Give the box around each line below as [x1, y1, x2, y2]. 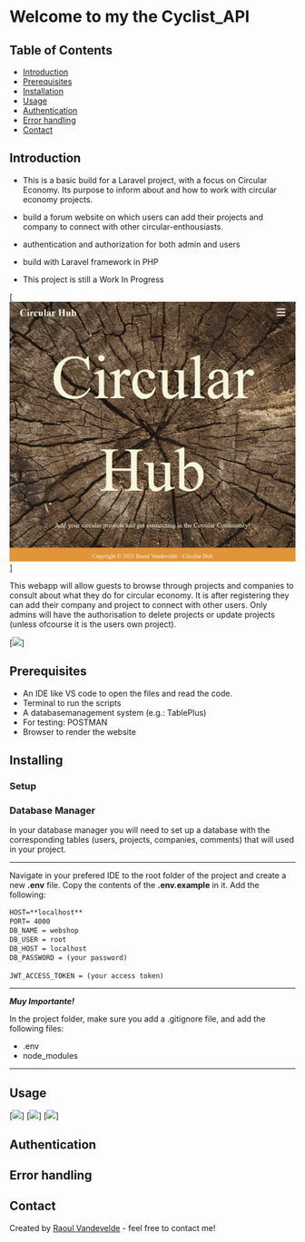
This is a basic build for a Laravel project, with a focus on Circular [22, 174, 268, 185]
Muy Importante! [9, 996, 75, 1007]
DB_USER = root [9, 935, 67, 944]
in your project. [9, 844, 66, 855]
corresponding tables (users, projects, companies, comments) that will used [9, 835, 295, 846]
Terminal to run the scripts [22, 697, 122, 709]
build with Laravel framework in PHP [22, 256, 159, 267]
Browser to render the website [22, 726, 136, 737]
